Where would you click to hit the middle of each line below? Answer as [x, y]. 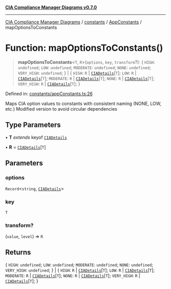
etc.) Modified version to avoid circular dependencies [61, 109]
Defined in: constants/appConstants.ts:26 [49, 93]
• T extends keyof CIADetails [36, 137]
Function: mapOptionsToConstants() [84, 48]
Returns [18, 253]
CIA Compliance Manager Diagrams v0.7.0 [51, 7]
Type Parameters [33, 125]
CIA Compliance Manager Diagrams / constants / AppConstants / [74, 22]
